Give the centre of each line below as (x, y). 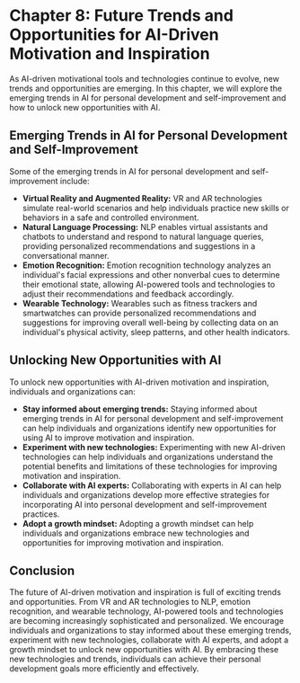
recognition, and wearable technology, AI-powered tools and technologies (146, 611)
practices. (41, 514)
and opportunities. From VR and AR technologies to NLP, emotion (130, 602)
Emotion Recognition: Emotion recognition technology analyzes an (146, 265)
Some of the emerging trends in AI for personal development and (129, 171)
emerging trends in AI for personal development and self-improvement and (148, 98)
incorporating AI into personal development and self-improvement (145, 504)
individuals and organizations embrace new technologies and (136, 533)
